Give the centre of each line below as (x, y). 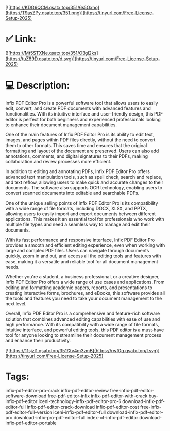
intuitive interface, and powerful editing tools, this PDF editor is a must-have (85, 330)
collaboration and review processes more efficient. (58, 161)
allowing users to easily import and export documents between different (81, 214)
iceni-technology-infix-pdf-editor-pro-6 (80, 401)
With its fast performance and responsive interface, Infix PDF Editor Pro (80, 240)
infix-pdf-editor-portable (31, 423)
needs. (12, 267)
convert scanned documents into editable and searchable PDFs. (72, 193)
